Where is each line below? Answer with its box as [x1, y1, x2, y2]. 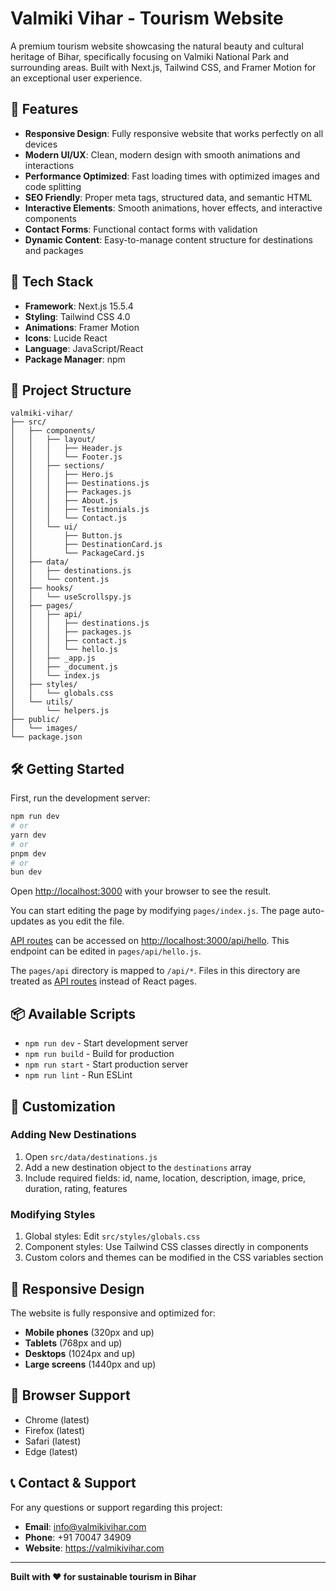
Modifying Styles [10, 1207, 96, 1221]
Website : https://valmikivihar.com [24, 1542, 165, 1554]
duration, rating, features [24, 1182, 128, 1194]
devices [24, 138, 58, 150]
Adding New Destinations [10, 1128, 137, 1142]
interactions [24, 159, 75, 171]
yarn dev [10, 830, 47, 840]
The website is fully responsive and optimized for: [10, 1307, 216, 1319]
